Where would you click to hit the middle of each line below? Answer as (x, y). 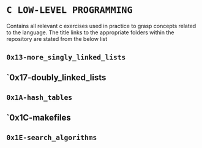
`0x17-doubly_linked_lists (56, 77)
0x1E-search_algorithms (52, 137)
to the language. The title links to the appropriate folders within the (90, 32)
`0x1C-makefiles (39, 117)
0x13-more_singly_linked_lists (66, 57)
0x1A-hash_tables (39, 98)
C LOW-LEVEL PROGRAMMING (69, 10)
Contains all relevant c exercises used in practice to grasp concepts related (101, 26)
